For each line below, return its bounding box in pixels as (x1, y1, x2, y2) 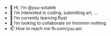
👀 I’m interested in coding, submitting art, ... (9, 10, 98, 16)
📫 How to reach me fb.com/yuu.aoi (9, 26, 82, 31)
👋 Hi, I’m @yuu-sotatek (9, 5, 56, 10)
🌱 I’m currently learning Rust (9, 15, 67, 20)
